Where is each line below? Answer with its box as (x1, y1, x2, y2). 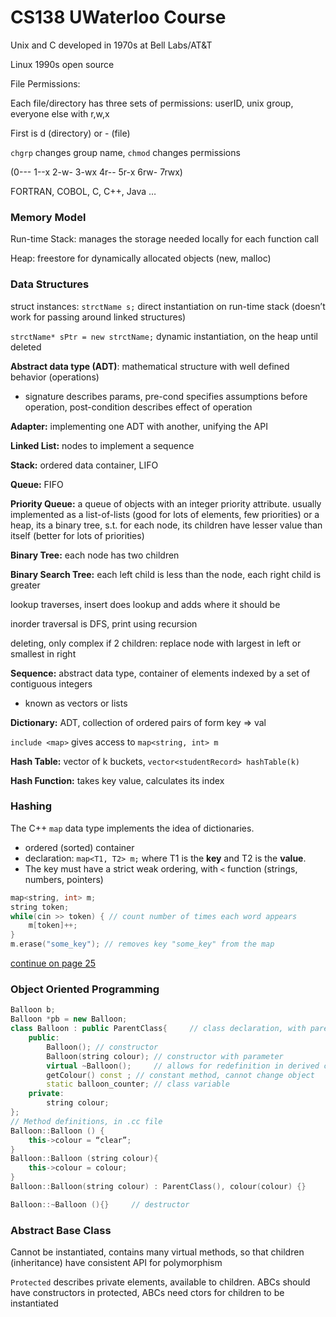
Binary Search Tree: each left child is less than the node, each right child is (10, 568, 322, 580)
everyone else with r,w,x (10, 107, 110, 120)
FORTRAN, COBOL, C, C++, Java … (10, 185, 157, 197)
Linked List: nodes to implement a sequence (10, 439, 195, 451)
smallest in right (10, 647, 77, 660)
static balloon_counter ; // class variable (46, 1079, 230, 1090)
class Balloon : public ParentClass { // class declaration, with (10, 1024, 307, 1034)
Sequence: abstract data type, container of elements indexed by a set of (10, 667, 311, 679)
